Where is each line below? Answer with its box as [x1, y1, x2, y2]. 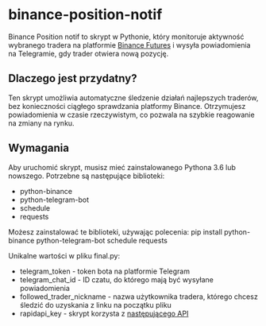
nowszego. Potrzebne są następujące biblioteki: [8, 171, 165, 180]
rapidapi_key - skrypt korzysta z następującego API [19, 309, 189, 318]
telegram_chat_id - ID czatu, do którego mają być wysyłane [19, 274, 214, 284]
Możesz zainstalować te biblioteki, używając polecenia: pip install [8, 227, 222, 236]
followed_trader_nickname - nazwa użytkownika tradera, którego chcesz [19, 292, 258, 301]
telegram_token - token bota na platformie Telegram [19, 266, 191, 276]
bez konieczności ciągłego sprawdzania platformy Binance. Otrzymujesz [8, 101, 246, 111]
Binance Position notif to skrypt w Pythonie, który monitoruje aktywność [8, 32, 245, 41]
